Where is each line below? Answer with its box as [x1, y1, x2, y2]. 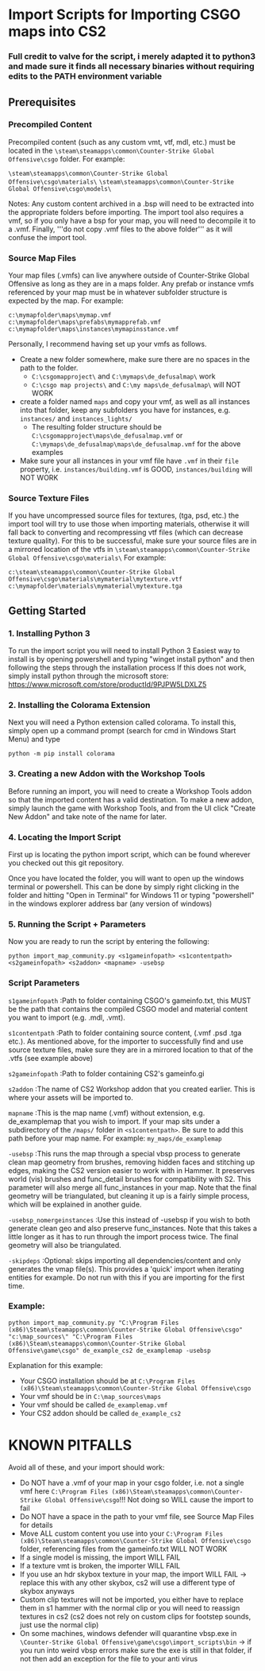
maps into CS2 [8, 22, 107, 41]
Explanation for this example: [8, 1360, 103, 1370]
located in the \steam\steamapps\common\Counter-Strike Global [8, 146, 215, 155]
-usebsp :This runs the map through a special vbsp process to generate [8, 1148, 240, 1158]
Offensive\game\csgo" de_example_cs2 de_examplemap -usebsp [8, 1347, 212, 1354]
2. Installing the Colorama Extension [8, 700, 151, 710]
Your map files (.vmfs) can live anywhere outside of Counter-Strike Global [8, 270, 250, 280]
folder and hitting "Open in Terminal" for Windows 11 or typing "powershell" [8, 890, 255, 900]
